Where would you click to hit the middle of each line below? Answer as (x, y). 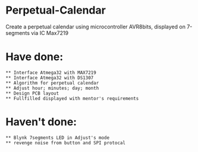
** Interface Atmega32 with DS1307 (50, 77)
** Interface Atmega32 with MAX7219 (51, 72)
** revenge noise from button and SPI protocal (66, 143)
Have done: (34, 57)
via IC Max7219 (50, 33)
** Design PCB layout (32, 93)
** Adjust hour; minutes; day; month (52, 88)
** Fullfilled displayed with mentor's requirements (72, 98)
